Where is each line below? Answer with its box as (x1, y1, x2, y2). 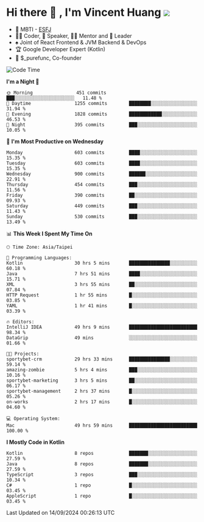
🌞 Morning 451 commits (6, 90, 107, 96)
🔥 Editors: (6, 318, 35, 325)
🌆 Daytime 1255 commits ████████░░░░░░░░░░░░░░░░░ (6, 100, 198, 106)
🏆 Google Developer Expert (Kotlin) (15, 45, 105, 52)
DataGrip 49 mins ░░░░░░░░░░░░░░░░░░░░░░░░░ (6, 335, 198, 341)
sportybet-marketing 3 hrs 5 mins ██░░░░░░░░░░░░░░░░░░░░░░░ (6, 377, 198, 384)
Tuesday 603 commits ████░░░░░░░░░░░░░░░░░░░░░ (6, 160, 198, 166)
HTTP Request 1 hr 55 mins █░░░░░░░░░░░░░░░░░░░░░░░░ (6, 292, 198, 298)
